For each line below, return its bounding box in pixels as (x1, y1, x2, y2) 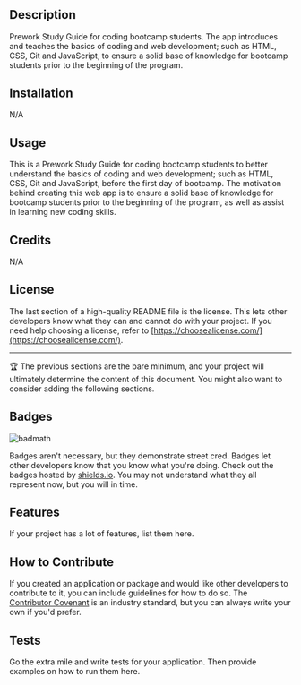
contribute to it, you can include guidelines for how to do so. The (9, 587, 248, 598)
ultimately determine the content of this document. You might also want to (9, 373, 283, 384)
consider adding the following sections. (9, 383, 155, 394)
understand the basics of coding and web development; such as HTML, (9, 168, 274, 179)
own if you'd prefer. (9, 607, 82, 618)
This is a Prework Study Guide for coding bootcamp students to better (9, 159, 269, 170)
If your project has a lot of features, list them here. (9, 528, 194, 539)
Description (9, 7, 76, 22)
